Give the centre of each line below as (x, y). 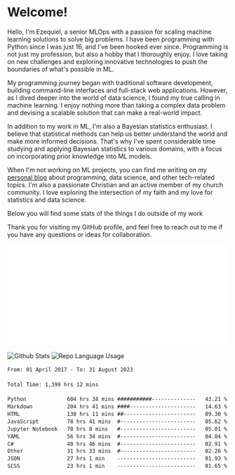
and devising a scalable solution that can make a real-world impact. (105, 113)
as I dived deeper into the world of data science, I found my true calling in (114, 97)
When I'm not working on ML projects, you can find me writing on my (107, 170)
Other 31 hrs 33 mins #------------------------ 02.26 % (117, 451)
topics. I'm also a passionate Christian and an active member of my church (115, 184)
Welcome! (38, 12)
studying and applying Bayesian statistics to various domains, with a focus (115, 148)
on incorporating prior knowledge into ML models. (80, 156)
